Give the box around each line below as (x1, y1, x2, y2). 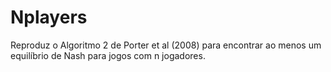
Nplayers (10, 6, 88, 29)
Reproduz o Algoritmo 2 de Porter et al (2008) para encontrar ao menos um (10, 39, 322, 51)
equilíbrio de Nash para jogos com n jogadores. (10, 49, 206, 61)
